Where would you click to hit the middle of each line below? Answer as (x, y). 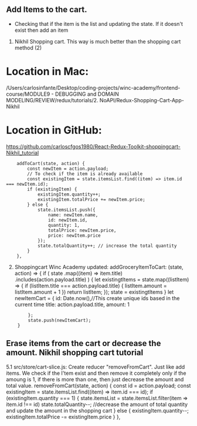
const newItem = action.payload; (68, 169)
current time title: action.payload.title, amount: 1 (72, 304)
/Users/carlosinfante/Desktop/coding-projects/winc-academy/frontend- (93, 88)
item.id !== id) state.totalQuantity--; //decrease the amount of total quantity (97, 404)
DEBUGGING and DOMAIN (87, 94)
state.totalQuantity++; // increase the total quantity (107, 246)
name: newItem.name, (73, 215)
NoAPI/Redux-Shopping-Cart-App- (142, 100)
